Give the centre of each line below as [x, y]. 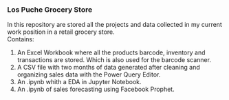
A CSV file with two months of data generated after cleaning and [109, 68]
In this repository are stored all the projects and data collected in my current [115, 25]
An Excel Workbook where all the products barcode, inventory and [111, 52]
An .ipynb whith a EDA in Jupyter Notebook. [79, 82]
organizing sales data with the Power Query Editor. [89, 74]
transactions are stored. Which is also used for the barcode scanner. [114, 60]
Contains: [21, 39]
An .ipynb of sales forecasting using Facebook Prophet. [96, 89]
